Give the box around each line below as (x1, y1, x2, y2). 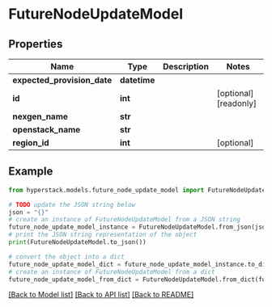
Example (8, 165, 53, 179)
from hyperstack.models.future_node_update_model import (8, 186, 205, 194)
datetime (120, 74, 155, 86)
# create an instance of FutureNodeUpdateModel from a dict (8, 267, 216, 275)
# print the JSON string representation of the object (8, 231, 198, 239)
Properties (8, 37, 63, 51)
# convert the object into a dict (8, 252, 125, 261)
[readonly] (216, 98, 257, 109)
